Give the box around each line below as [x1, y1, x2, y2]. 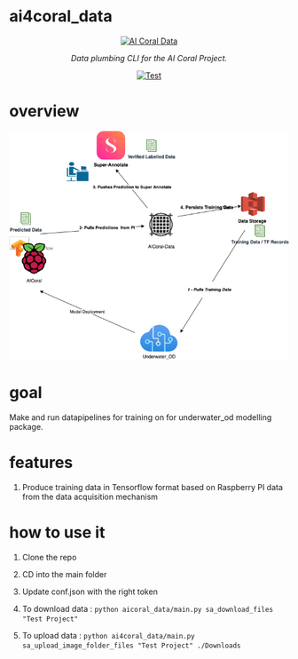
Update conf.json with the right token [21, 586, 158, 597]
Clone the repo [21, 552, 77, 562]
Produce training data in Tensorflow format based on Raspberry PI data [21, 481, 284, 492]
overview [9, 101, 80, 122]
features [9, 453, 74, 472]
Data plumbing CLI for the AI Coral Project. [70, 52, 228, 63]
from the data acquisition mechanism [21, 491, 158, 502]
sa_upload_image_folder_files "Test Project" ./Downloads [21, 641, 241, 650]
